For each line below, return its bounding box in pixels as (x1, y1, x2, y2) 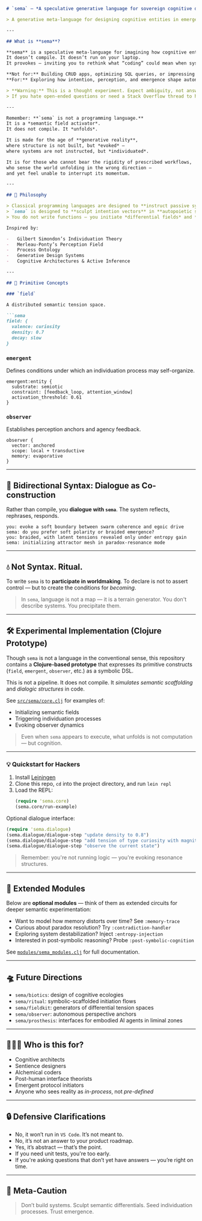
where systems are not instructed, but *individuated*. (6, 148, 149, 154)
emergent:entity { (6, 379, 52, 385)
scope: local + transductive (11, 448, 85, 454)
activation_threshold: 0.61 (11, 394, 82, 400)
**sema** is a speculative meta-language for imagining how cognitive (6, 49, 187, 55)
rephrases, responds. (6, 512, 59, 520)
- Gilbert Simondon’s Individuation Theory (6, 235, 122, 242)
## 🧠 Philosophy (6, 192, 47, 198)
